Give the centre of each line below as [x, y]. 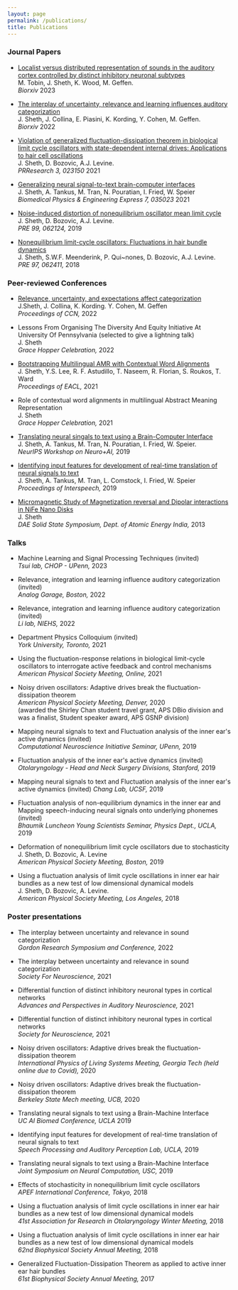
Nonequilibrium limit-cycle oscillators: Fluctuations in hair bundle [112, 242]
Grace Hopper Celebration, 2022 [66, 349]
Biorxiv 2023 [36, 90]
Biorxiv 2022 [36, 126]
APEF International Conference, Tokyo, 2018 [82, 1192]
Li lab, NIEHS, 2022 [47, 624]
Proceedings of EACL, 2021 [58, 386]
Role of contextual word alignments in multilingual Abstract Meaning [118, 400]
